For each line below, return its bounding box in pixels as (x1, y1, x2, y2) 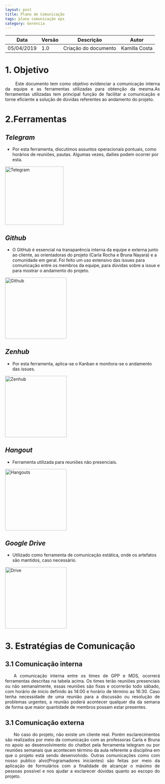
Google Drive (5, 539, 46, 547)
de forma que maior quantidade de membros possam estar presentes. (5, 704, 147, 710)
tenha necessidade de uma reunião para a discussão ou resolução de (5, 694, 160, 700)
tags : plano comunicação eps (5, 16, 65, 21)
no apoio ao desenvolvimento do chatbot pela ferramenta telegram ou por (5, 742, 160, 748)
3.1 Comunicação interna (5, 660, 82, 668)
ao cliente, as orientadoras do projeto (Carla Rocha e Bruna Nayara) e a (12, 252, 157, 258)
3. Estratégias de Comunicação (5, 640, 136, 652)
